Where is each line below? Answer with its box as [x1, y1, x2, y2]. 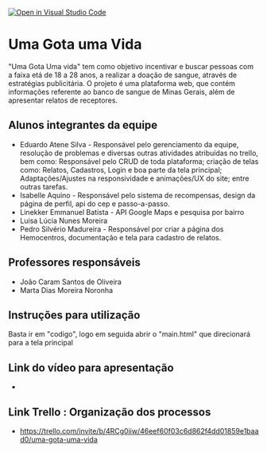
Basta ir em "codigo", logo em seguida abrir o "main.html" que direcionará [8, 329, 251, 339]
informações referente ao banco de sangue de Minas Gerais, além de [8, 87, 236, 96]
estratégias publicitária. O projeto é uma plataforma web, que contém [8, 78, 236, 88]
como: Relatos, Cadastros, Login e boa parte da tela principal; [19, 165, 222, 174]
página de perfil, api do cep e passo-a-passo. [19, 199, 170, 208]
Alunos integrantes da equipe [8, 119, 158, 132]
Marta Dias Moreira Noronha [19, 285, 114, 294]
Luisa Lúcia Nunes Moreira [19, 216, 108, 225]
